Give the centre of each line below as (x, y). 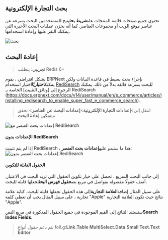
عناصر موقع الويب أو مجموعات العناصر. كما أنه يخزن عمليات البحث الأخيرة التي (79, 26)
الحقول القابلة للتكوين (25, 165)
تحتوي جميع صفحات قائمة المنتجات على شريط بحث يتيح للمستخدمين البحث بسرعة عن (82, 20)
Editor (24, 232)
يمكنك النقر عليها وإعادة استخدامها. (38, 31)
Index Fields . (19, 217)
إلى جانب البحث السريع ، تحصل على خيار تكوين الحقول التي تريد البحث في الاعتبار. (82, 176)
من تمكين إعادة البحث (36, 115)
